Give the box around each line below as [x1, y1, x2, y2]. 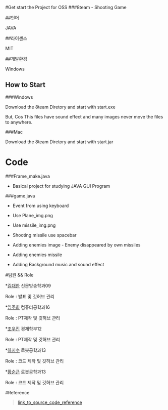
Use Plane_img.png [12, 212, 53, 218]
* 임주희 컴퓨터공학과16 [5, 304, 50, 310]
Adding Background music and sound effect [12, 261, 104, 267]
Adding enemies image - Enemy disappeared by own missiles [12, 241, 141, 248]
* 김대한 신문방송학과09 [5, 282, 51, 289]
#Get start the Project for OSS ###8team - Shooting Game [5, 5, 127, 10]
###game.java [5, 192, 35, 199]
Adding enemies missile [12, 252, 62, 258]
